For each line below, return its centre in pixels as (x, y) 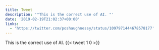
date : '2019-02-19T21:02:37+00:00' (43, 19)
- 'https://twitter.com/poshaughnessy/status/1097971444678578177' (82, 28)
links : (12, 24)
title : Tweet (19, 10)
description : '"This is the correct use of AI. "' (60, 14)
